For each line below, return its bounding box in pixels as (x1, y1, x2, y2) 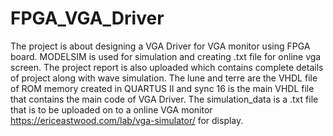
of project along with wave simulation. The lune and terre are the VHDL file (10, 72, 318, 84)
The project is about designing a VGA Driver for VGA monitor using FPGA (10, 40, 311, 52)
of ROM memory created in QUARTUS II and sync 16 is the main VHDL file (10, 82, 315, 94)
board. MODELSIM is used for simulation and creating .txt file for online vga (10, 50, 322, 62)
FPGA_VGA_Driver (10, 7, 165, 30)
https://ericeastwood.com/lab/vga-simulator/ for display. (10, 114, 244, 126)
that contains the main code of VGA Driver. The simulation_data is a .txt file (10, 93, 319, 105)
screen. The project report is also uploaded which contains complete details (10, 61, 324, 73)
